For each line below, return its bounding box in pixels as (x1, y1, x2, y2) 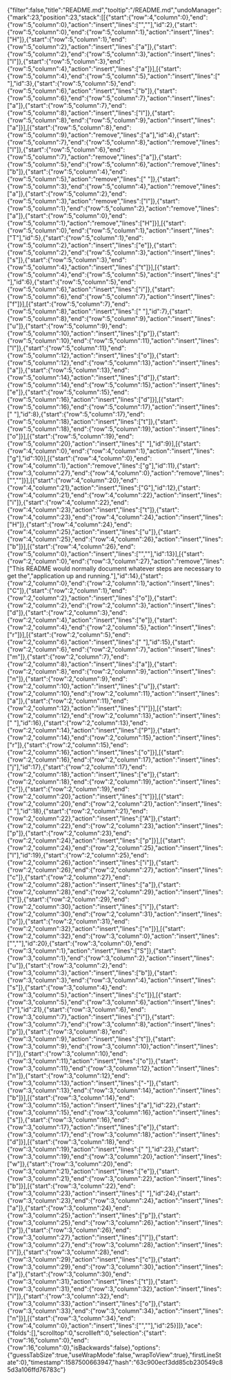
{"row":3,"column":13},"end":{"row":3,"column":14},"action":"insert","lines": (7, 1086, 221, 1094)
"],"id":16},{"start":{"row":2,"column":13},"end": (13, 719, 148, 727)
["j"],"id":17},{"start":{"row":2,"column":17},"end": (7, 763, 148, 771)
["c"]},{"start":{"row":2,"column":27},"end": (7, 873, 131, 881)
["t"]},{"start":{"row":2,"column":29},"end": (7, 895, 130, 903)
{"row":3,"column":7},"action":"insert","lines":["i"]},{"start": (7, 1013, 175, 1021)
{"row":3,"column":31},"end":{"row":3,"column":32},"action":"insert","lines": (7, 1285, 222, 1293)
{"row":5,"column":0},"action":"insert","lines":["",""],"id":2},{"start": (7, 21, 198, 28)
